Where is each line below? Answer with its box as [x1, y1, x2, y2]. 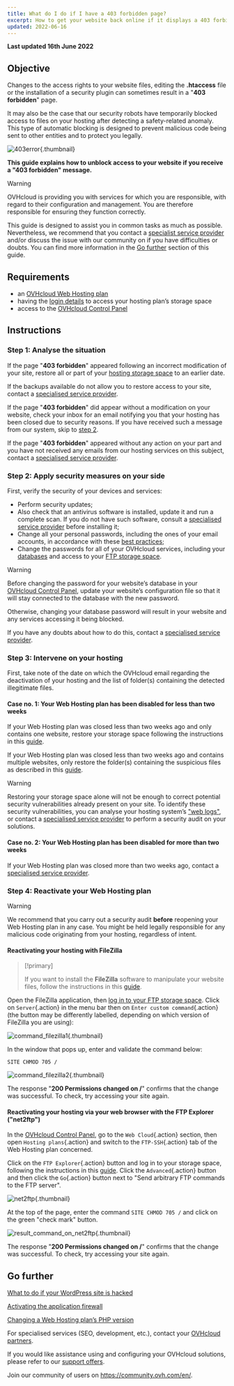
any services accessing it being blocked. [7, 615, 124, 623]
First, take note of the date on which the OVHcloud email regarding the [7, 669, 210, 677]
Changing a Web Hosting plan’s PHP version [7, 1316, 134, 1324]
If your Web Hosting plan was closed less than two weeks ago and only [7, 723, 212, 731]
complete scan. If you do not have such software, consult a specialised [17, 515, 221, 523]
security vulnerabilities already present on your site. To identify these [7, 800, 206, 808]
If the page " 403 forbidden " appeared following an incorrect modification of [7, 361, 227, 369]
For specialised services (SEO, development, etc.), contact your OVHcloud [7, 1329, 221, 1338]
